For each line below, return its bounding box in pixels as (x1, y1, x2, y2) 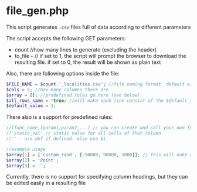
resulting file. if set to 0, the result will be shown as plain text (14, 59, 161, 66)
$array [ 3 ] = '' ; (6, 163, 46, 169)
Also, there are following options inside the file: (6, 70, 120, 77)
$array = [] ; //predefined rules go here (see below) (6, 92, 141, 98)
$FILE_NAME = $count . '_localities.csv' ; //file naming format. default (6, 81, 185, 87)
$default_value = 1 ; (6, 103, 57, 109)
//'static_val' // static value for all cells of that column (6, 131, 161, 136)
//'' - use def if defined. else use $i (6, 136, 107, 142)
